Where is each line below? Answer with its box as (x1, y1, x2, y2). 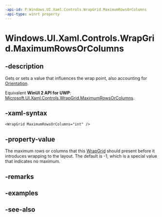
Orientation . (5, 80, 29, 86)
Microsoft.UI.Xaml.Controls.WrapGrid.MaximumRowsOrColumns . (5, 95, 135, 101)
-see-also (5, 205, 36, 214)
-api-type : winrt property (5, 12, 60, 17)
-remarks (5, 172, 34, 181)
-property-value (5, 135, 55, 144)
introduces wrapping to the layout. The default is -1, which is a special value (5, 153, 157, 159)
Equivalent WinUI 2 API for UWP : (5, 90, 72, 95)
